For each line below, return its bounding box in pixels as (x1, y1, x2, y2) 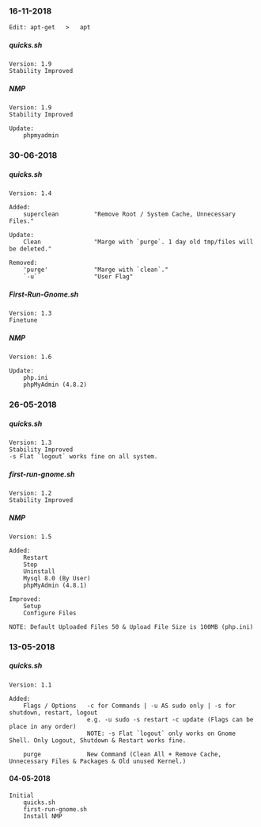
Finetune (9, 316, 38, 324)
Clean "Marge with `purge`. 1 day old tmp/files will (23, 238, 254, 247)
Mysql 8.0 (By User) (23, 574, 91, 582)
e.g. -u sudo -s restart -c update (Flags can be (86, 715, 254, 723)
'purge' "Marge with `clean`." (23, 266, 169, 274)
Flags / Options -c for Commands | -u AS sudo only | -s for (23, 702, 236, 710)
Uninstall (23, 567, 56, 576)
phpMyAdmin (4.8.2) (23, 381, 88, 389)
